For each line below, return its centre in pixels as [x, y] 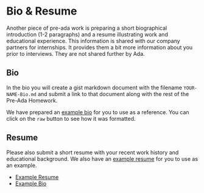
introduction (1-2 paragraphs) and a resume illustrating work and [87, 34]
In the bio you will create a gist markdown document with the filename [94, 87]
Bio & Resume [42, 11]
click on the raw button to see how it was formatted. [71, 118]
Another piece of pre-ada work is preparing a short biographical [87, 28]
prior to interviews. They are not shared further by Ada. [76, 53]
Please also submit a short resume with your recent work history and [93, 152]
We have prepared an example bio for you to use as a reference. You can [98, 112]
